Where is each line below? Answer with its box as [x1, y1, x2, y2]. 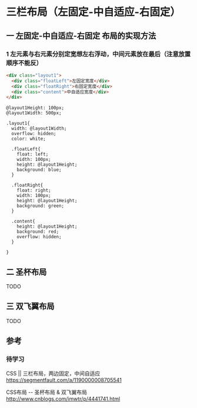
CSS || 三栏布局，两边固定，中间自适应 [6, 370, 101, 377]
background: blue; [16, 167, 62, 173]
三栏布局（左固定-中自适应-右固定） [6, 5, 181, 19]
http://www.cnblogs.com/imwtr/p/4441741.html [6, 395, 121, 402]
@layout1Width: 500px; [6, 110, 62, 116]
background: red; [16, 229, 59, 235]
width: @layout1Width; [11, 126, 67, 131]
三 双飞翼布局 [6, 301, 55, 311]
